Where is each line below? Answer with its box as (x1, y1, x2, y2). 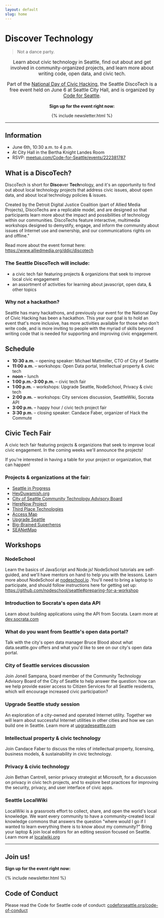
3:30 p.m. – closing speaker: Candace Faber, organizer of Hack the (12, 409, 148, 416)
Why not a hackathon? (5, 299, 60, 306)
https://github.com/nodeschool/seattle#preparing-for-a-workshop (5, 587, 139, 593)
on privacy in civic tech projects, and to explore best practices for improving (5, 780, 159, 785)
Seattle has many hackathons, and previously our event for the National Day (5, 310, 158, 315)
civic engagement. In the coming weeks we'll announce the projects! (5, 447, 143, 453)
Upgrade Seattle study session (5, 701, 80, 708)
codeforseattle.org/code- (107, 902, 159, 908)
